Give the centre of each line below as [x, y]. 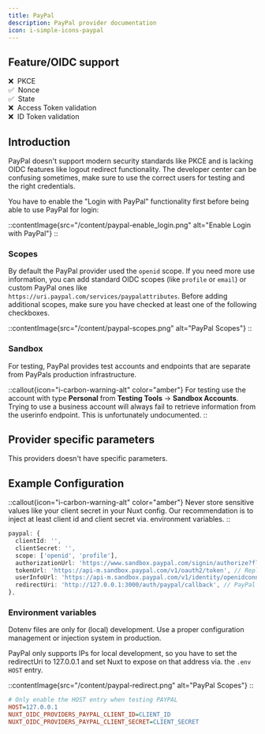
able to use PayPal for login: [54, 210]
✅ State [22, 99]
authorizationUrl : [46, 563]
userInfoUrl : [37, 578]
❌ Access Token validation [52, 108]
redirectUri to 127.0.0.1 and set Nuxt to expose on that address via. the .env [130, 662]
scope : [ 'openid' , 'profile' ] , [67, 556]
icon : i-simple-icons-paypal [56, 30]
